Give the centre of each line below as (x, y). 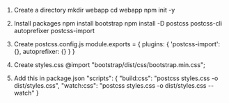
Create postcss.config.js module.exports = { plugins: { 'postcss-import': (117, 44)
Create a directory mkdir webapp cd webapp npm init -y (94, 10)
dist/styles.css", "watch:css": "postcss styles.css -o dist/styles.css (110, 85)
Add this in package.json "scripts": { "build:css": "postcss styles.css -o (116, 78)
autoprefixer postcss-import (54, 31)
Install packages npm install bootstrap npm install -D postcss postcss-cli (118, 23)
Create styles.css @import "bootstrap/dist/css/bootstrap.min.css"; (109, 65)
